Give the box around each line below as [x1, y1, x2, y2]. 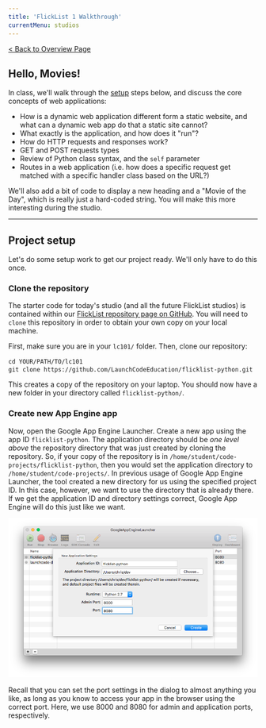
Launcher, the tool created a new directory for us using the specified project [8, 476, 257, 486]
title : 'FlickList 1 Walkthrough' [8, 13, 123, 21]
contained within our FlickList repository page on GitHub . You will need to [8, 310, 248, 319]
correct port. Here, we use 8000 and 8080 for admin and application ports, [8, 702, 253, 711]
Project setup [8, 233, 77, 247]
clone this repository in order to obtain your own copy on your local [8, 318, 228, 327]
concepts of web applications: [8, 96, 107, 106]
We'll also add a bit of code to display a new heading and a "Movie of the [8, 187, 247, 196]
